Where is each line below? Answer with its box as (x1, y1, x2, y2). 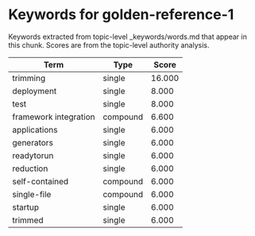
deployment (12, 85, 57, 96)
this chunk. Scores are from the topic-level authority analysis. (8, 40, 210, 49)
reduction (12, 163, 48, 174)
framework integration (12, 111, 95, 122)
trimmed (12, 215, 44, 226)
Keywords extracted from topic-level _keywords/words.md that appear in (8, 32, 248, 41)
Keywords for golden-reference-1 (8, 6, 234, 24)
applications (12, 124, 58, 135)
